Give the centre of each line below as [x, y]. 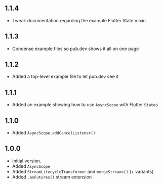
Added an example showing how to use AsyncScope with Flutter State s [85, 105]
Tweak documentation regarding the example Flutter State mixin [79, 20]
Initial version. [27, 161]
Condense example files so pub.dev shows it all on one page [75, 49]
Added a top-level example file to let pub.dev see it [65, 77]
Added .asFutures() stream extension [52, 177]
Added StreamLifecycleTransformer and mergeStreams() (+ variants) [83, 171]
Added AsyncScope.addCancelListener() [54, 133]
